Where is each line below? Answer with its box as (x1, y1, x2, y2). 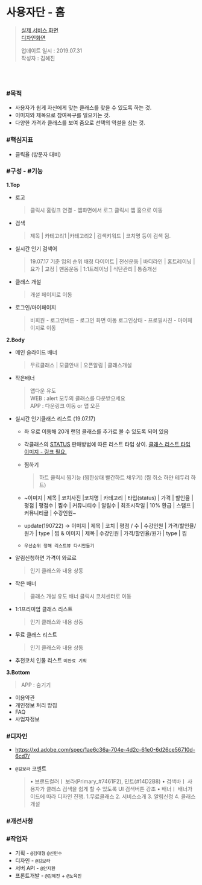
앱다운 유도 (30, 387, 56, 394)
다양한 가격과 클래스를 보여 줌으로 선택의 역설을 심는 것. (14, 119, 146, 127)
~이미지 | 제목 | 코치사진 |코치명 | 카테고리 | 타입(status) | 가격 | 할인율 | (24, 494, 194, 501)
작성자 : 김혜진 (21, 54, 55, 62)
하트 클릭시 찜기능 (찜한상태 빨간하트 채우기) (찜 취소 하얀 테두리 (39, 474, 190, 481)
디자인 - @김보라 (14, 857, 51, 864)
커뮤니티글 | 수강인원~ (24, 509, 77, 516)
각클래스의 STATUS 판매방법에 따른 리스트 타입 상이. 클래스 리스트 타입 (24, 440, 191, 448)
